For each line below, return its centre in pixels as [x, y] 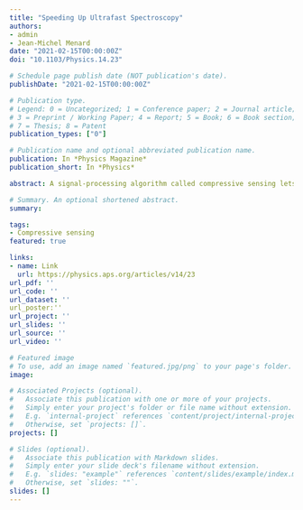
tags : [19, 225]
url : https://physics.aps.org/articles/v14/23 [106, 274]
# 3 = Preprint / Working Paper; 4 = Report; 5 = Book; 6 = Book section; [153, 117]
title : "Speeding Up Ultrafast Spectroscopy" [96, 18]
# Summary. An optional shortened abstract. [94, 199]
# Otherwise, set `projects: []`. [78, 424]
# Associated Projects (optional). [76, 391]
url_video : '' [36, 341]
